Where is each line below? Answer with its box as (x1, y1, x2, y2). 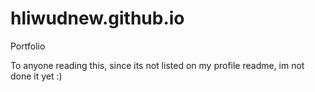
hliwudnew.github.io (10, 7, 185, 30)
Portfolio (10, 40, 46, 52)
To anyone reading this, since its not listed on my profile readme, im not (10, 59, 305, 71)
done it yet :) (10, 70, 63, 82)
